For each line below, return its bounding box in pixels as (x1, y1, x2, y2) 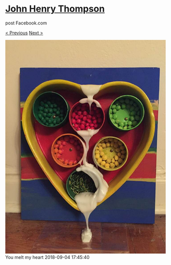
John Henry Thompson (5, 3, 105, 15)
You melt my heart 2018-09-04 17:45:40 (5, 254, 90, 260)
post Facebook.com (5, 20, 47, 26)
